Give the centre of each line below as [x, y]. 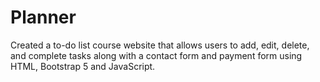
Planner [43, 17]
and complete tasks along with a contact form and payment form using [156, 55]
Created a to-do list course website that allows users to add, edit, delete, [160, 45]
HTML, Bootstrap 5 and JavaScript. [83, 66]
